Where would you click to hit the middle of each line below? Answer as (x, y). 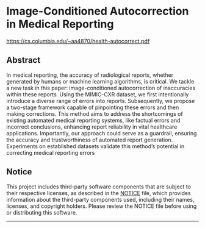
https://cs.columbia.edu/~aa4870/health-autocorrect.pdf (78, 41)
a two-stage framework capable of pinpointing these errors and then (93, 107)
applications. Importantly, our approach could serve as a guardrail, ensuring (102, 133)
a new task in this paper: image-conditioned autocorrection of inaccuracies (101, 88)
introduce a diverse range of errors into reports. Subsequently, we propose (101, 101)
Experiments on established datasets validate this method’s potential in (95, 146)
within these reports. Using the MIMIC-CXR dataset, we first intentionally (98, 94)
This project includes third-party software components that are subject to (99, 187)
